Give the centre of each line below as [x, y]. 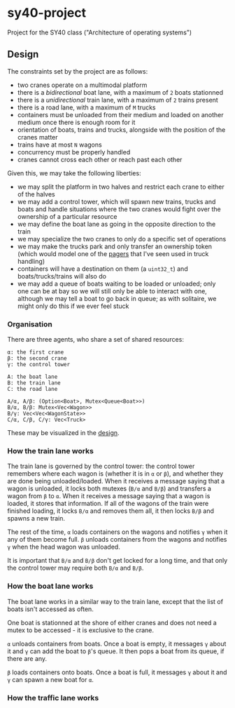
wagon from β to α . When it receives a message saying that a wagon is [109, 496]
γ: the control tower [39, 365]
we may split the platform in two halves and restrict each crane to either [121, 187]
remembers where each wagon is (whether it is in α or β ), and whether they [115, 474]
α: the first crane [36, 352]
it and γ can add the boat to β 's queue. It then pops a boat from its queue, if [116, 651]
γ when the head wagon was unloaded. [64, 547]
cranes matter [37, 137]
